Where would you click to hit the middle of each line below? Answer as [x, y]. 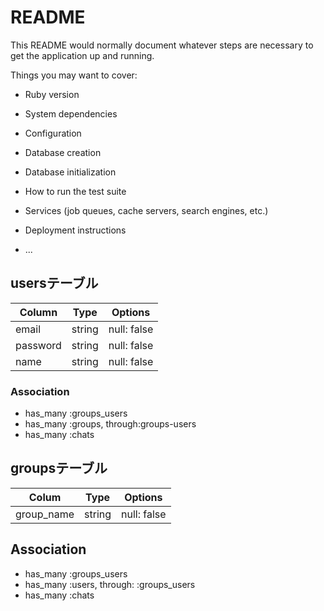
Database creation [63, 152]
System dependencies [71, 113]
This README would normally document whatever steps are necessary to [162, 45]
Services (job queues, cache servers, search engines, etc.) [146, 210]
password [38, 345]
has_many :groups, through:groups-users [110, 424]
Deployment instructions [75, 230]
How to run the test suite [75, 191]
